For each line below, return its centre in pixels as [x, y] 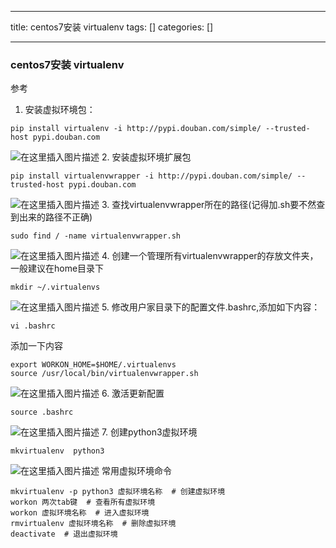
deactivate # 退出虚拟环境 [64, 534]
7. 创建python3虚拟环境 [149, 432]
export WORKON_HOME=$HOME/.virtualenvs [93, 365]
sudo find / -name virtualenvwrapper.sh [96, 236]
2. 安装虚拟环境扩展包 [146, 157]
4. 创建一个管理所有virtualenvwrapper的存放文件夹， [210, 256]
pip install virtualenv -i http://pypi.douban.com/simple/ [136, 129]
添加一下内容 [36, 346]
